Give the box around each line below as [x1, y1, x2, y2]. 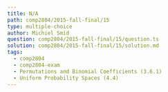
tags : [7, 49, 23, 56]
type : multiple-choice [7, 23, 73, 30]
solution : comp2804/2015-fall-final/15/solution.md [7, 42, 159, 49]
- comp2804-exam [13, 62, 60, 68]
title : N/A [7, 10, 39, 17]
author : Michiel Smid [7, 29, 70, 37]
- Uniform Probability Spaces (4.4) [13, 74, 119, 82]
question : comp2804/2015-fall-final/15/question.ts [7, 36, 159, 43]
